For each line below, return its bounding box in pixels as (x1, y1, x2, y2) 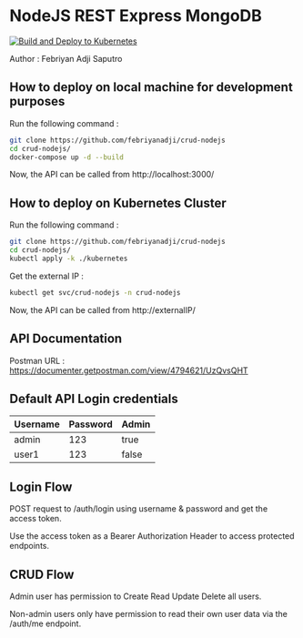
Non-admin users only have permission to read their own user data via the (9, 608, 288, 619)
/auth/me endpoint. (9, 618, 82, 629)
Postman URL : (9, 355, 66, 366)
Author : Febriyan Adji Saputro (9, 53, 123, 64)
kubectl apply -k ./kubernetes (9, 254, 128, 263)
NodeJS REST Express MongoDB (9, 5, 262, 26)
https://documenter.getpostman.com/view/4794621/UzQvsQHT (9, 365, 248, 376)
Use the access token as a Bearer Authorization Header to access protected (9, 531, 295, 542)
